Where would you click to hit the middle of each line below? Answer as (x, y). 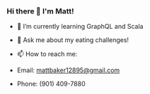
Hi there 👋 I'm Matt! (40, 11)
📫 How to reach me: (47, 54)
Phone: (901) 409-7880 (51, 84)
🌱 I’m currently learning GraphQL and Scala (80, 27)
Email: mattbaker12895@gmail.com (68, 70)
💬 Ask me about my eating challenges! (73, 40)
